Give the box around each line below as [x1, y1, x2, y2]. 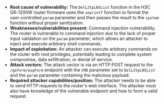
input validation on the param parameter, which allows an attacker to [9, 35, 148, 41]
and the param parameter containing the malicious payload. [9, 72, 130, 78]
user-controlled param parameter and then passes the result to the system [9, 15, 159, 20]
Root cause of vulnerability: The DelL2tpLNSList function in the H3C [9, 4, 151, 10]
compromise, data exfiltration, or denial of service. [9, 57, 113, 62]
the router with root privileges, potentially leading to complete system [9, 51, 152, 57]
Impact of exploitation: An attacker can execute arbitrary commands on [9, 46, 158, 52]
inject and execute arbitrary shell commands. [9, 41, 103, 46]
